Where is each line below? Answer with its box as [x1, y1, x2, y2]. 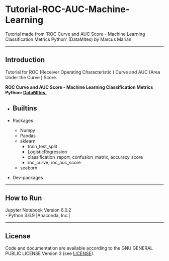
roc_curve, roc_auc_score [27, 159, 81, 165]
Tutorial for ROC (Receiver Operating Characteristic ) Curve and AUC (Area [5, 69, 160, 75]
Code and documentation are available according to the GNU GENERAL [5, 245, 153, 251]
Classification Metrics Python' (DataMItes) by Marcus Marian [5, 36, 132, 42]
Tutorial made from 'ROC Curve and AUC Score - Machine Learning [5, 31, 145, 37]
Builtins [12, 104, 37, 113]
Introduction [5, 55, 45, 64]
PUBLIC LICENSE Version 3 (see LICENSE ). [5, 250, 95, 256]
